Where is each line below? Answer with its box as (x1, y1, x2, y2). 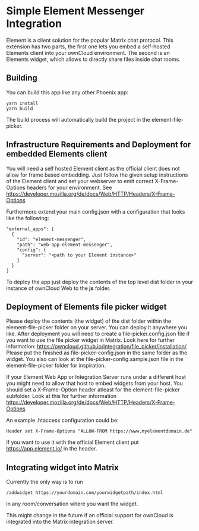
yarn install (6, 100, 39, 106)
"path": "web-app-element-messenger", (17, 242, 113, 248)
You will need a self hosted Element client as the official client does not (6, 165, 180, 172)
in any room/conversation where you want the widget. (6, 500, 138, 508)
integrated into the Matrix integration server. (6, 518, 114, 526)
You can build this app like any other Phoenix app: (6, 88, 129, 96)
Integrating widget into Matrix (6, 462, 119, 473)
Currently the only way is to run (6, 478, 83, 486)
